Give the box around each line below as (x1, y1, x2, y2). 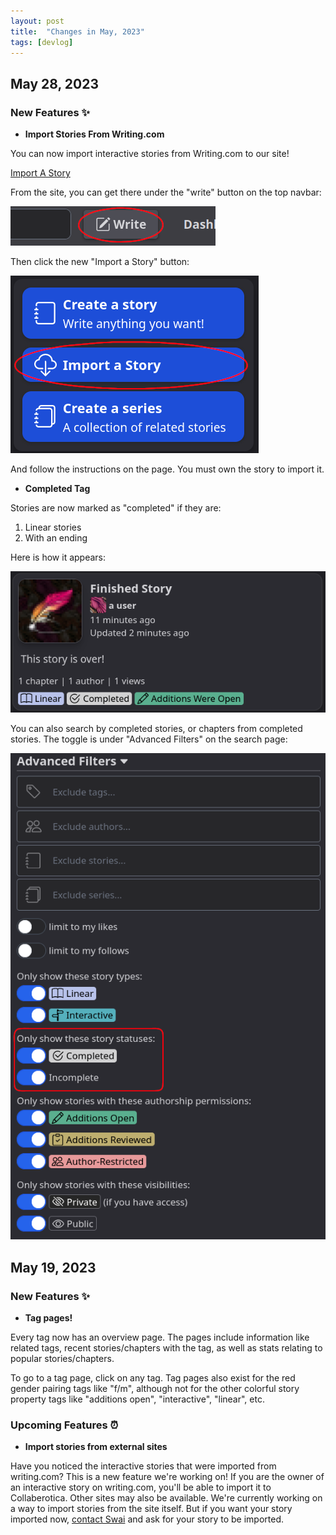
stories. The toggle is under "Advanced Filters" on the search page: (10, 733, 288, 745)
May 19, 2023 (10, 1259, 97, 1276)
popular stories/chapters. (10, 1352, 115, 1364)
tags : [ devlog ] (10, 37, 74, 47)
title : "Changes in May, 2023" (10, 26, 145, 37)
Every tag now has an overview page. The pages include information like (10, 1331, 310, 1343)
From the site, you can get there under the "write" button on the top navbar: (10, 186, 322, 199)
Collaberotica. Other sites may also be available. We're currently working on (10, 1492, 323, 1504)
